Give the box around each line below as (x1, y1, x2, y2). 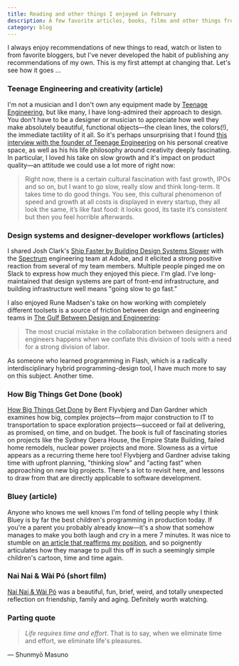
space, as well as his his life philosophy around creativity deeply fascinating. (7, 146, 232, 154)
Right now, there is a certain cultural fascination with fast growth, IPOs (24, 174, 231, 183)
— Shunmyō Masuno (7, 650, 69, 659)
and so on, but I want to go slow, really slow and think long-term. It (24, 182, 221, 191)
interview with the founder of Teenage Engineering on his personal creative (7, 138, 228, 146)
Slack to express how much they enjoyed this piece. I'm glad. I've (7, 269, 199, 278)
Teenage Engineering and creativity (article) (7, 84, 164, 94)
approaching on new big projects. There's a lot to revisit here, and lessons (7, 466, 225, 475)
